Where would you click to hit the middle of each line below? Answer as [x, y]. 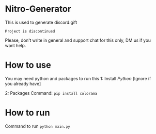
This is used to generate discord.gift [41, 22]
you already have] [23, 84]
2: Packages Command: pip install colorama [51, 93]
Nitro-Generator [38, 9]
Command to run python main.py [38, 126]
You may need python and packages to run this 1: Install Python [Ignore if [78, 78]
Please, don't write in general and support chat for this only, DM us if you [78, 40]
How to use [28, 65]
